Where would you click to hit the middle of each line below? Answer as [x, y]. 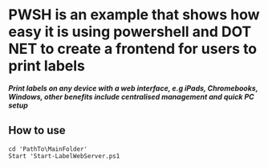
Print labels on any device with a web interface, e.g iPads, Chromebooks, [133, 88]
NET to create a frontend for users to [133, 49]
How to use [37, 130]
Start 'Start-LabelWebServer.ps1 [64, 156]
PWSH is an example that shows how [134, 15]
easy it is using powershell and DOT [130, 32]
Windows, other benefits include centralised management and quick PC [131, 96]
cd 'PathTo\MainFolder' [48, 149]
